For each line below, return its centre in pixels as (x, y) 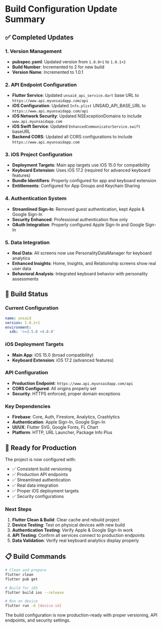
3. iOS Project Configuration (39, 154)
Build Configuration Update (61, 9)
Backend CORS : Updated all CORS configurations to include (72, 137)
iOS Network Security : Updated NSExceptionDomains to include (77, 116)
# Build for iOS (21, 588)
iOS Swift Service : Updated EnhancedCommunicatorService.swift (76, 126)
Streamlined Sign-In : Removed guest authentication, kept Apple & (78, 209)
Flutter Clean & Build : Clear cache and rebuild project (66, 520)
